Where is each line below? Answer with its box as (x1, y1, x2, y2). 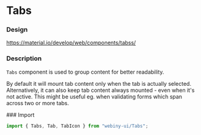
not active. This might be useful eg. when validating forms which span (6, 92, 183, 100)
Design (6, 26, 28, 34)
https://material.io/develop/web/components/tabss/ (6, 39, 136, 46)
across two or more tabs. (6, 99, 69, 106)
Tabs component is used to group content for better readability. (6, 68, 164, 75)
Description (6, 54, 42, 63)
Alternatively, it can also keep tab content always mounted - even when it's (6, 86, 195, 94)
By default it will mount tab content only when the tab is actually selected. (6, 80, 192, 87)
